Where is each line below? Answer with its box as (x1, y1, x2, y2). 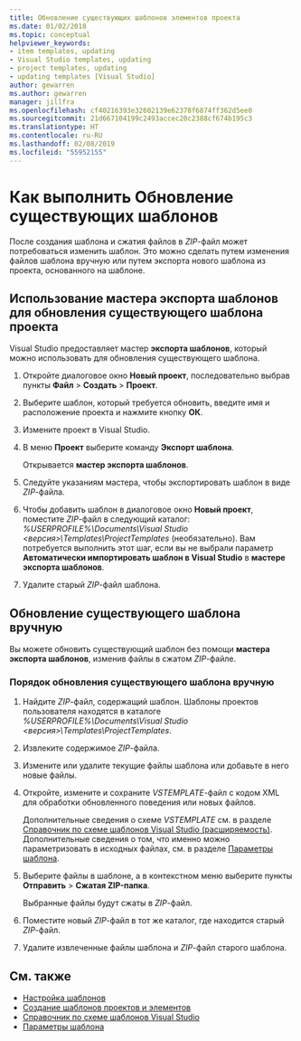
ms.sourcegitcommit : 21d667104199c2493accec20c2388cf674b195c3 (9, 114, 253, 123)
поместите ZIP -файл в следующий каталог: (22, 514, 191, 525)
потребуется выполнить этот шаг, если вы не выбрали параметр (22, 543, 274, 554)
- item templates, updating (9, 47, 116, 56)
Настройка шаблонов (22, 992, 107, 1004)
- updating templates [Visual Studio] (9, 72, 155, 81)
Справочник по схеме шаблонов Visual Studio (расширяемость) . (22, 824, 273, 835)
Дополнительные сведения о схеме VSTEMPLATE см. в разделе (22, 815, 272, 826)
